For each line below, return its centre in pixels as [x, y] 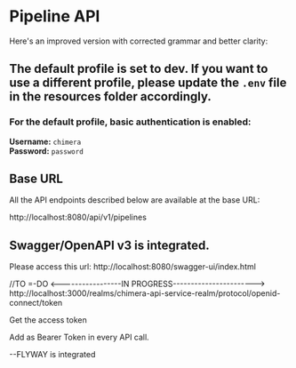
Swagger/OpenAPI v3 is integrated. [110, 245]
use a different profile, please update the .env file [148, 83]
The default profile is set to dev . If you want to [139, 69]
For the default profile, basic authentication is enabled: [130, 122]
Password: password [47, 151]
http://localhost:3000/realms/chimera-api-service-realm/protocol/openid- [145, 293]
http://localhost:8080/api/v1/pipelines [78, 217]
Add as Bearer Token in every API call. [79, 337]
